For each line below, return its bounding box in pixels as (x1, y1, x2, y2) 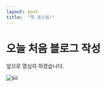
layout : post (6, 8, 39, 15)
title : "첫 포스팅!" (6, 14, 55, 20)
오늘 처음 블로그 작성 (6, 42, 101, 55)
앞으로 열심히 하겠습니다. (6, 63, 64, 70)
